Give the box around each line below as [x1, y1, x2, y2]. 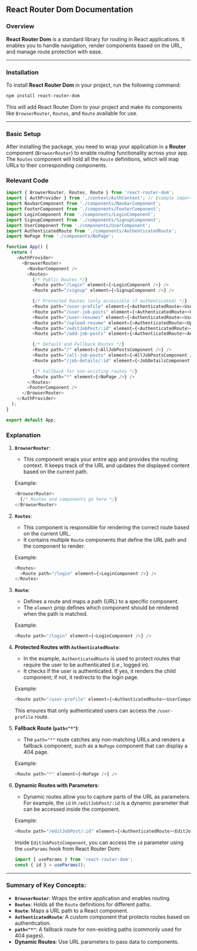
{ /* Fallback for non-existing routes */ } [32, 368, 138, 374]
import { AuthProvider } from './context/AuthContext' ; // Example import [6, 195, 193, 201]
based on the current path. [23, 468, 89, 475]
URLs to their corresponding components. [6, 162, 107, 169]
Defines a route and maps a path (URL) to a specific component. [23, 598, 179, 605]
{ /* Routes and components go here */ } [20, 496, 118, 502]
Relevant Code [6, 176, 49, 185]
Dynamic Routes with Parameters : [14, 782, 100, 789]
